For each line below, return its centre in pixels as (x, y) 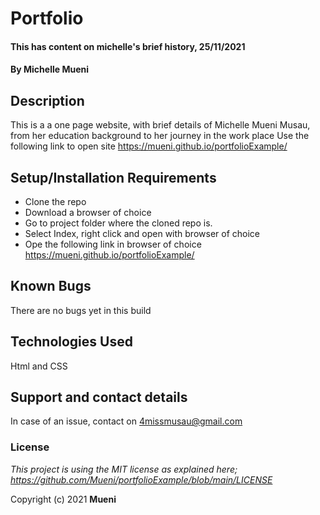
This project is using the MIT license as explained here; (124, 469)
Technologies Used (71, 342)
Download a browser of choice (88, 212)
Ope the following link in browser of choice (113, 244)
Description (47, 100)
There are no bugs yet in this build (81, 310)
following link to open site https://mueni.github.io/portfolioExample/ (149, 146)
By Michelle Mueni (49, 69)
